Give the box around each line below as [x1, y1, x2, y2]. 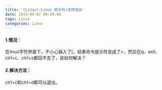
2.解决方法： [5, 67, 31, 73]
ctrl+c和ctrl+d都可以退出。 [5, 79, 61, 85]
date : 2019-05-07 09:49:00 [5, 12, 61, 17]
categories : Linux [5, 21, 43, 26]
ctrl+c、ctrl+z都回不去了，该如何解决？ [5, 55, 86, 61]
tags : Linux [5, 16, 30, 21]
